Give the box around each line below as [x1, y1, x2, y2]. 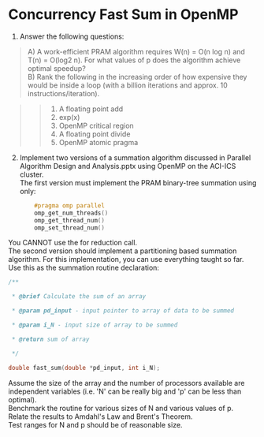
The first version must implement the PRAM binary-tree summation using [19, 177, 257, 187]
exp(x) [58, 112, 80, 121]
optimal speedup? [27, 63, 87, 73]
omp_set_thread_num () [34, 223, 105, 232]
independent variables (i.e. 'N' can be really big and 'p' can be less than [8, 387, 242, 396]
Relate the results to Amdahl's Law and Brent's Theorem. [8, 412, 193, 421]
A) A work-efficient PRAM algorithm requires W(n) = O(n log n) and [27, 47, 246, 56]
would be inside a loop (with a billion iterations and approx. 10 [27, 80, 229, 90]
